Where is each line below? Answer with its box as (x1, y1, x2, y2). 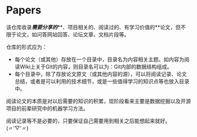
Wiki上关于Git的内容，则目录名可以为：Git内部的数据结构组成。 (19, 63, 172, 70)
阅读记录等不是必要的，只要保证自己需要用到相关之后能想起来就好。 (6, 117, 171, 124)
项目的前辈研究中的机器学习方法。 (6, 105, 89, 112)
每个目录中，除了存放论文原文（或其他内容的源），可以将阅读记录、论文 (14, 70, 187, 77)
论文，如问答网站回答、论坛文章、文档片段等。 (16, 30, 130, 38)
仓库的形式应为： (6, 43, 47, 50)
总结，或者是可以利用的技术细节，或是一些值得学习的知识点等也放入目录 (14, 77, 189, 85)
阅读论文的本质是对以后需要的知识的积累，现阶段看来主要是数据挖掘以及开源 (6, 97, 191, 104)
